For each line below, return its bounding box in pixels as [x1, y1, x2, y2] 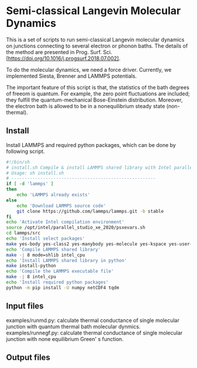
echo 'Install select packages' [6, 236, 85, 242]
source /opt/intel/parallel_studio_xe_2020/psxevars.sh [6, 225, 145, 230]
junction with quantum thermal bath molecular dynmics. [6, 323, 141, 330]
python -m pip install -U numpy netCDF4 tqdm [6, 285, 119, 290]
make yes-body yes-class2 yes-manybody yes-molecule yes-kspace [6, 241, 167, 247]
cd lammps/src [6, 230, 41, 236]
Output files [6, 352, 51, 362]
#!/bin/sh [6, 159, 30, 165]
